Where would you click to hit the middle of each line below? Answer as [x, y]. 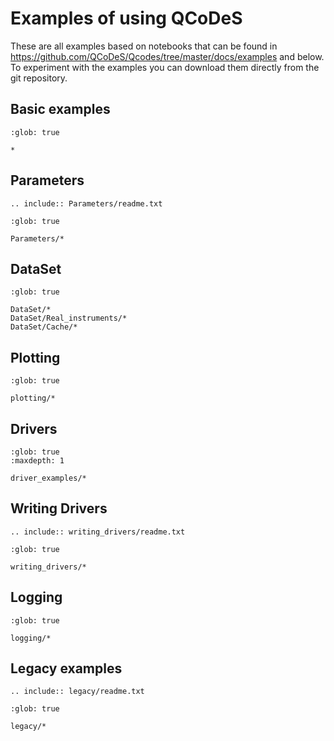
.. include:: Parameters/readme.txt [86, 203]
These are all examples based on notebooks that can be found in [144, 46]
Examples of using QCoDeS [126, 18]
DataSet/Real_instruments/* [69, 318]
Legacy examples [66, 668]
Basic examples [60, 109]
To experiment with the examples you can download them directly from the [165, 67]
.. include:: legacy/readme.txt [77, 692]
